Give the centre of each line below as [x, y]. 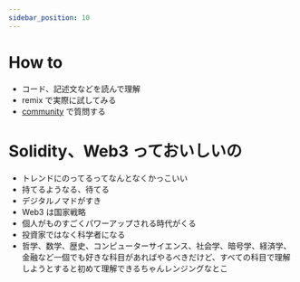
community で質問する [63, 111]
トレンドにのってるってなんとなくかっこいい [104, 178]
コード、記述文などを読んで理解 [81, 89]
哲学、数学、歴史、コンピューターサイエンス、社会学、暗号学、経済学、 [156, 246]
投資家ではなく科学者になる [73, 234]
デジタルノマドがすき [61, 201]
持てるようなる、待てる [65, 189]
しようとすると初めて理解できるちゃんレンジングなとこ [125, 268]
